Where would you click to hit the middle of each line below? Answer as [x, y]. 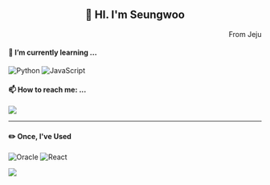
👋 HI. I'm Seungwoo [135, 15]
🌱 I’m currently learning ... [53, 52]
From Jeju [245, 34]
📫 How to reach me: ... [47, 89]
